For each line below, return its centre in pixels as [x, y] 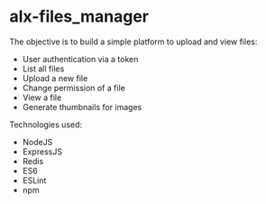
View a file [42, 97]
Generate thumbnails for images [82, 107]
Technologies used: [46, 125]
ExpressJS [42, 152]
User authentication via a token [80, 59]
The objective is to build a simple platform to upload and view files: [133, 42]
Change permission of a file [74, 88]
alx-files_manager [79, 17]
